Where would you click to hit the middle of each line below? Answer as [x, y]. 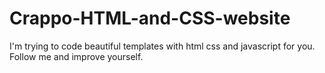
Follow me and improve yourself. [76, 56]
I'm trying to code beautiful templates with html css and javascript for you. [162, 46]
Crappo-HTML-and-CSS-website [150, 18]
